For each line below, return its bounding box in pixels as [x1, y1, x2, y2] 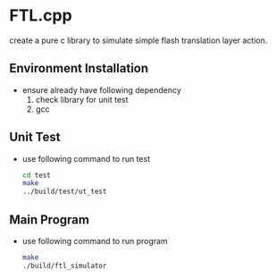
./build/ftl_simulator [21, 261, 107, 270]
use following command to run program [21, 236, 168, 246]
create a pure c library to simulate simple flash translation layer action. [9, 35, 268, 46]
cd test [21, 171, 51, 180]
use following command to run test [21, 153, 150, 164]
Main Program [9, 212, 89, 227]
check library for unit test [35, 94, 129, 105]
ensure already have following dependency [21, 84, 181, 95]
